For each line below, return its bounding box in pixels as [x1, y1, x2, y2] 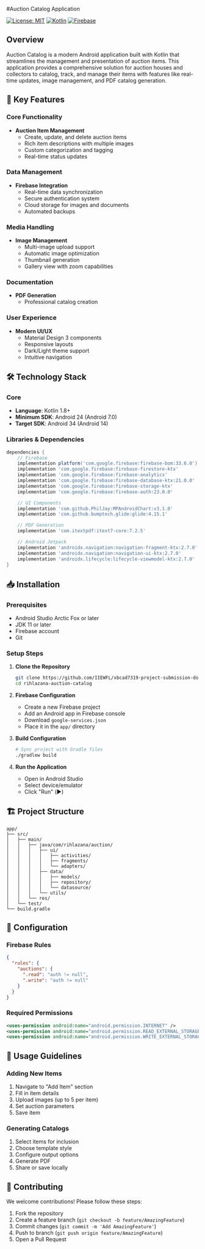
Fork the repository [15, 1210, 64, 1217]
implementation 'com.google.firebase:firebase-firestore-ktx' [17, 466, 179, 472]
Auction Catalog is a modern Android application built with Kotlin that [6, 51, 180, 58]
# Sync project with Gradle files [15, 747, 103, 753]
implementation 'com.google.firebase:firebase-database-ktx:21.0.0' [17, 477, 195, 484]
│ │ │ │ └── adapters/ [6, 863, 86, 869]
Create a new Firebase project [24, 703, 101, 711]
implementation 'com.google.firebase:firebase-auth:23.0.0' [17, 488, 173, 495]
